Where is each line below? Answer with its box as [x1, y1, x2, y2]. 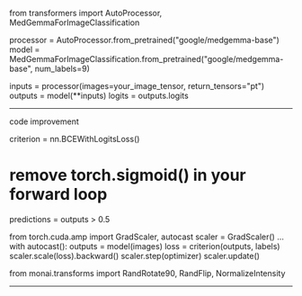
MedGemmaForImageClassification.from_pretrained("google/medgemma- [9, 54, 284, 64]
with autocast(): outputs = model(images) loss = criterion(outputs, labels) [9, 240, 280, 251]
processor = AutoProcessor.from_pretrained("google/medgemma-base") [9, 35, 280, 45]
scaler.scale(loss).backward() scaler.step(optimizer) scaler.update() [9, 250, 261, 261]
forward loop [9, 184, 108, 205]
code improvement [9, 116, 79, 127]
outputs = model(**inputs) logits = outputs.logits [9, 90, 189, 101]
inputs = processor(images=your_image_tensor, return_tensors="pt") [9, 81, 265, 91]
